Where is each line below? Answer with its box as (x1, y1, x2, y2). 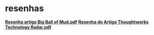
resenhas (5, 3, 44, 14)
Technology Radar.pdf (5, 24, 51, 30)
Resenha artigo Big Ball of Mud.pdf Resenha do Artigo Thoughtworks (5, 19, 149, 25)
